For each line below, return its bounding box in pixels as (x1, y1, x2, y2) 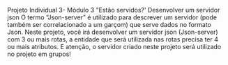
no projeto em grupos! (7, 50, 71, 58)
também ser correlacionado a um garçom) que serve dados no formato (7, 21, 211, 28)
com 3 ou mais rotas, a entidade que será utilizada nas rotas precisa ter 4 (7, 35, 218, 44)
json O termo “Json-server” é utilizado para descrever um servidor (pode (7, 13, 218, 21)
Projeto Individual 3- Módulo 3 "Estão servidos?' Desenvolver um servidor (7, 6, 220, 14)
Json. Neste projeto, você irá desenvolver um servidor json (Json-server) (7, 28, 218, 36)
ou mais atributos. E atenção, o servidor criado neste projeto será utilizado (7, 43, 222, 50)
